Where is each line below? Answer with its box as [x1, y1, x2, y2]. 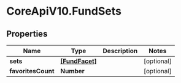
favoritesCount [9, 67, 55, 75]
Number [60, 67, 85, 75]
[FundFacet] [60, 57, 97, 65]
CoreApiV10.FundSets [6, 4, 121, 18]
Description [102, 47, 138, 55]
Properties [6, 29, 48, 39]
